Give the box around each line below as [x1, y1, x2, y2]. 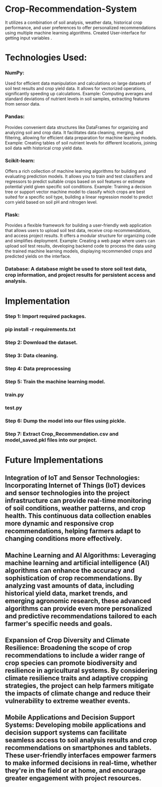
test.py [5, 404, 23, 411]
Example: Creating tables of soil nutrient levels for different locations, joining [5, 140, 157, 145]
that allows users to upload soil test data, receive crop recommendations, [5, 228, 151, 233]
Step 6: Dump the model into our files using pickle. [5, 417, 126, 424]
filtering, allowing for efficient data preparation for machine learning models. [5, 135, 157, 141]
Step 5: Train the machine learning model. [5, 378, 105, 385]
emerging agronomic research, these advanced [5, 597, 151, 605]
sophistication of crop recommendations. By [5, 574, 142, 582]
